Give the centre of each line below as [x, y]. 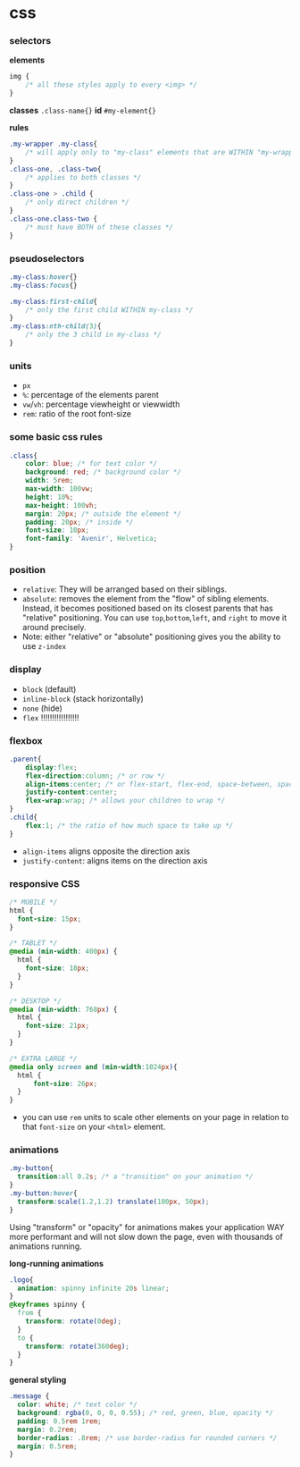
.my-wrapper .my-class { [54, 144]
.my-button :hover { [43, 1193]
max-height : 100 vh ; [62, 505]
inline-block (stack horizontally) [83, 698]
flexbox [26, 740]
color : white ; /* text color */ [78, 1405]
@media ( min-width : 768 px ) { [63, 1009]
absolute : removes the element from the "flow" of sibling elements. [146, 599]
